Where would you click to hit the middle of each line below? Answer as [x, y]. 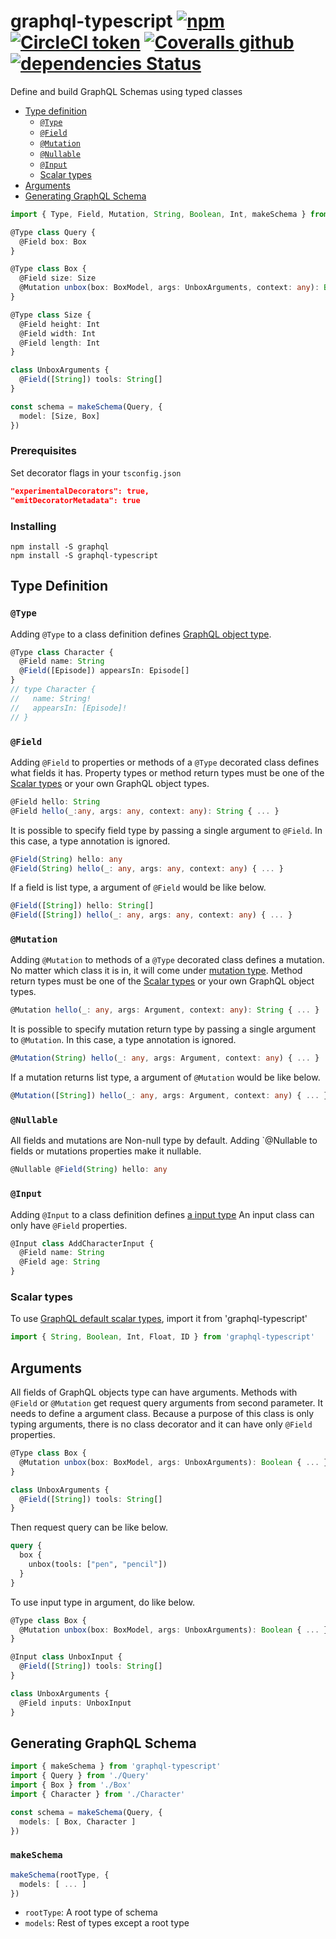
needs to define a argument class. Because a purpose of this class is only [162, 1414]
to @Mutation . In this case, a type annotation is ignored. [123, 1040]
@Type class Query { [53, 232]
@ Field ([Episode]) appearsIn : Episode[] [104, 671]
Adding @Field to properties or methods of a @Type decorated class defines [165, 762]
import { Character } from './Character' [98, 1794]
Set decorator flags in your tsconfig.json [96, 472]
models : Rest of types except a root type [107, 1923]
